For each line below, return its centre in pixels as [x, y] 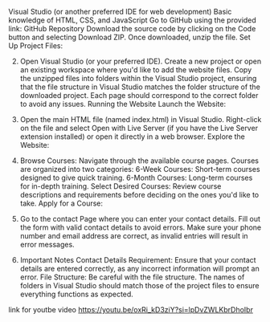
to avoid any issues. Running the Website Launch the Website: [123, 104]
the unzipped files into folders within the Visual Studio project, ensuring [138, 78]
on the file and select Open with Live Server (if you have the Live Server [139, 128]
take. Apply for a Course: [61, 203]
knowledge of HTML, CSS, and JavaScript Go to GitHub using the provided [133, 20]
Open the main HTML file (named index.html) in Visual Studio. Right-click [141, 119]
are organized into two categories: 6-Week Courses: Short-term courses [140, 169]
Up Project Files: [36, 46]
